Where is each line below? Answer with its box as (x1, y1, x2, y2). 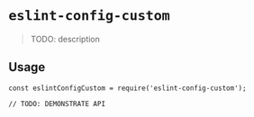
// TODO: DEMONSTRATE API (8, 99, 105, 108)
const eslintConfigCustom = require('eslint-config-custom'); (8, 84, 247, 93)
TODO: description (30, 33, 101, 44)
